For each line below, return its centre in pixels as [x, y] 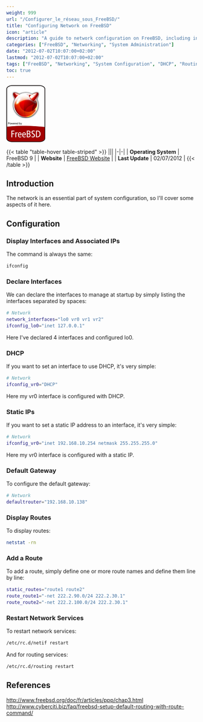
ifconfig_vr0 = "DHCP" [32, 384]
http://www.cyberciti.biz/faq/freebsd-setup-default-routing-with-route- [95, 706]
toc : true [19, 70]
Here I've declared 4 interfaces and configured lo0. [70, 337]
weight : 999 [21, 13]
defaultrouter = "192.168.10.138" [47, 502]
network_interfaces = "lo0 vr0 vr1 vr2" [55, 319]
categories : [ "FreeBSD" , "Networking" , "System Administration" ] [90, 45]
